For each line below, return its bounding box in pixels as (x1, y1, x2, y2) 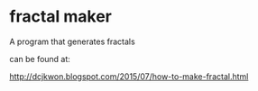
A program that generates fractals (9, 36, 135, 47)
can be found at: (9, 53, 70, 64)
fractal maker (9, 6, 113, 27)
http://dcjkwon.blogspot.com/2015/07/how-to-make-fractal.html (9, 70, 249, 82)
